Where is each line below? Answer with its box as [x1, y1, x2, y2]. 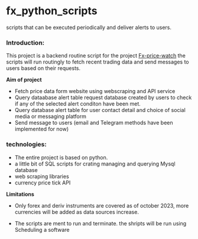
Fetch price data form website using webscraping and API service [14, 88, 176, 95]
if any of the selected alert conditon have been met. [14, 100, 141, 107]
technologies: [6, 141, 47, 149]
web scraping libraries [14, 173, 69, 180]
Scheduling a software [14, 226, 70, 233]
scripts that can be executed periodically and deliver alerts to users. [6, 24, 172, 31]
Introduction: [6, 39, 45, 47]
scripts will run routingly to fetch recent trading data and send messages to [6, 58, 189, 66]
